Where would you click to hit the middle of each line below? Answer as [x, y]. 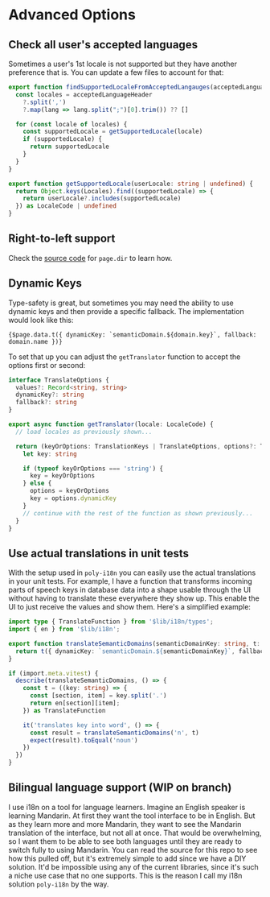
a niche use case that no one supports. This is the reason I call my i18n [125, 875]
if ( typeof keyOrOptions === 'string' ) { [93, 469]
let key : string [50, 454]
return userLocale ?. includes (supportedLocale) [102, 199]
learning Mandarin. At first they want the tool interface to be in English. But [132, 816]
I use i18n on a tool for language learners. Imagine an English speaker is [127, 807]
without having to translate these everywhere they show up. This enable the [134, 598]
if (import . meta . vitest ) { [53, 673]
